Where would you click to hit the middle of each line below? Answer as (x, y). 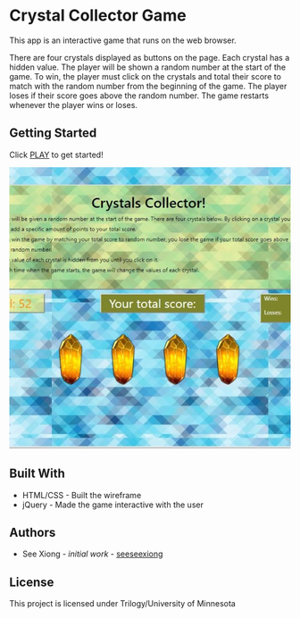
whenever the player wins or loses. (74, 104)
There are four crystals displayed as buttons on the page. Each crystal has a (150, 57)
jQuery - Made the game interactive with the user (112, 505)
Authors (33, 532)
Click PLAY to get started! (57, 154)
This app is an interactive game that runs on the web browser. (123, 40)
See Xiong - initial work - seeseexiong (92, 554)
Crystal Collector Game (98, 16)
